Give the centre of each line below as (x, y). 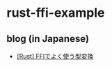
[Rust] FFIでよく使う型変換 (55, 56)
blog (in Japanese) (48, 39)
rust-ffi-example (56, 13)
